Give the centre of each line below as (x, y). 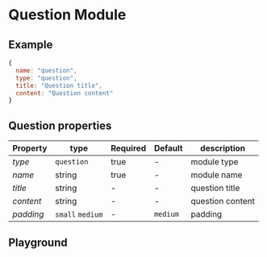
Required (128, 148)
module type (215, 162)
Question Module (67, 15)
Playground (38, 243)
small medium (79, 215)
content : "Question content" (65, 93)
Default (168, 148)
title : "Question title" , (59, 85)
